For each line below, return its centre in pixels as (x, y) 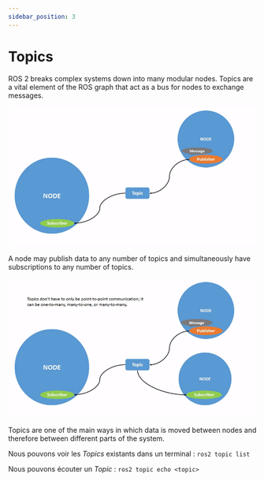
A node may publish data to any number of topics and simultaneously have (129, 258)
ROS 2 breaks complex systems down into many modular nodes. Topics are (131, 78)
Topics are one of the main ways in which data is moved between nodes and (132, 431)
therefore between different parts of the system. (87, 438)
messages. (26, 95)
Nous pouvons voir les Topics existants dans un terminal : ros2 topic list (129, 454)
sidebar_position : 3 (42, 17)
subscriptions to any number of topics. (71, 267)
